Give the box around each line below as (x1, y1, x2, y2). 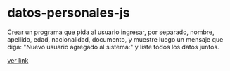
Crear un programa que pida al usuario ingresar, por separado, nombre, (7, 28, 215, 36)
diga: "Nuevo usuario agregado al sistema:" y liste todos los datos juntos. (7, 42, 219, 51)
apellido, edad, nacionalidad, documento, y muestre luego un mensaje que (7, 35, 224, 43)
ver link (7, 56, 29, 64)
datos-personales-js (7, 5, 130, 21)
